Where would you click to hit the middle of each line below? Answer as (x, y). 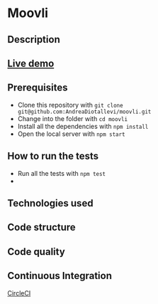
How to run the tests (53, 156)
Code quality (36, 252)
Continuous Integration (60, 276)
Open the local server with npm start (71, 134)
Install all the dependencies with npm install (83, 126)
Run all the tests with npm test (62, 173)
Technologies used (50, 203)
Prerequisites (38, 88)
